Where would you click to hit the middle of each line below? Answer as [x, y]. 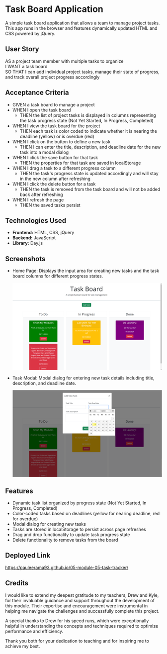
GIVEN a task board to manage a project [54, 104]
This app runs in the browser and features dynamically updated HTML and [81, 28]
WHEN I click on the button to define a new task [61, 141]
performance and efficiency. [34, 631]
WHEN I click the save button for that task [55, 157]
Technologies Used [36, 221]
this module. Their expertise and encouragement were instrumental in [77, 606]
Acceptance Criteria [37, 93]
